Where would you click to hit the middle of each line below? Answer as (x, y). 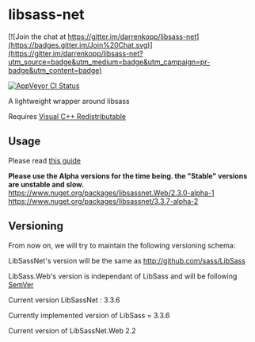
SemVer (21, 284)
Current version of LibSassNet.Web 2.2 (72, 330)
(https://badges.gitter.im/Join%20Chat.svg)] (80, 44)
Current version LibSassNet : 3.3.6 (64, 300)
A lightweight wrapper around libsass (69, 101)
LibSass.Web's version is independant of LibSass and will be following (123, 276)
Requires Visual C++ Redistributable (67, 116)
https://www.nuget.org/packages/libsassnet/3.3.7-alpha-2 (103, 201)
